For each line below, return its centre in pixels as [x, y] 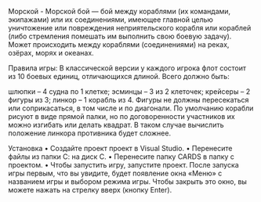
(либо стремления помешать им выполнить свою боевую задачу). [120, 36]
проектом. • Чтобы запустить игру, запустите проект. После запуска [123, 165]
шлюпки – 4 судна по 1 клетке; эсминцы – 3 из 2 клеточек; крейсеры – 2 [129, 92]
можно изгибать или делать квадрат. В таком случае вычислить [116, 125]
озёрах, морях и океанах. [51, 53]
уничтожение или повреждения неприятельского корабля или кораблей [130, 28]
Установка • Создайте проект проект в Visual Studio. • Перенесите [120, 148]
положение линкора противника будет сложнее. [89, 133]
